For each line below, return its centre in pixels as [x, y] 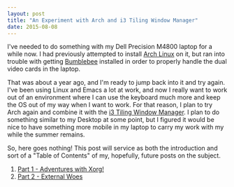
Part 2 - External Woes [50, 176]
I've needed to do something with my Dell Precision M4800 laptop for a [110, 47]
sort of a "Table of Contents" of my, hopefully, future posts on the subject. [114, 155]
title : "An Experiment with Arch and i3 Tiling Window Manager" [103, 20]
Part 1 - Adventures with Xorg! [61, 169]
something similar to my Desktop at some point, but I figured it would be [111, 120]
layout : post [26, 14]
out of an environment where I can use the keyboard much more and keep [114, 97]
